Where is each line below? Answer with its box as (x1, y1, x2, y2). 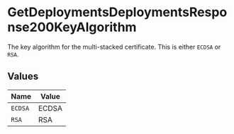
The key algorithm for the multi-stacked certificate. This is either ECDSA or (7, 42, 221, 51)
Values (7, 71, 39, 83)
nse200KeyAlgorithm (7, 19, 137, 35)
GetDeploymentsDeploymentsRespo (7, 4, 228, 20)
